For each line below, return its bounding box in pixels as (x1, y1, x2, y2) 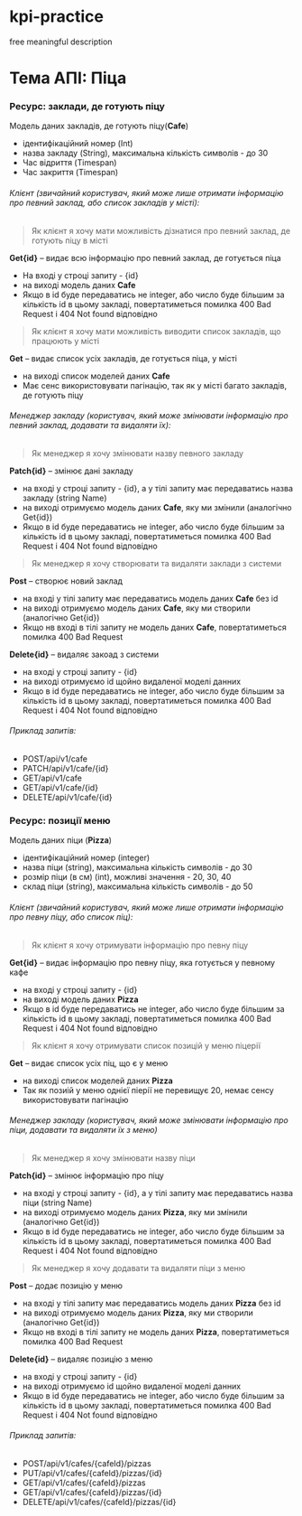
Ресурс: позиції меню (9, 814, 111, 827)
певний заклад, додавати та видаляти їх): (9, 420, 171, 431)
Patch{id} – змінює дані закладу (9, 465, 133, 476)
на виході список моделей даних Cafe (22, 370, 170, 381)
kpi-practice (9, 6, 104, 27)
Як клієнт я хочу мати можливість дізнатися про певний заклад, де (31, 225, 291, 236)
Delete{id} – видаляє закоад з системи (9, 649, 160, 660)
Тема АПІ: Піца (9, 68, 127, 89)
